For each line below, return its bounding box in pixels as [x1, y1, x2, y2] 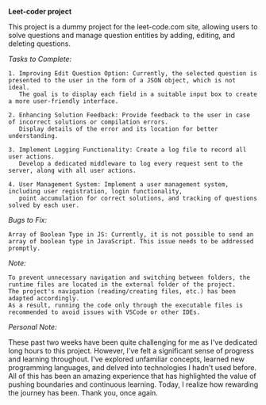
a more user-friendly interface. [8, 97, 119, 105]
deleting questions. [8, 39, 71, 48]
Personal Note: [8, 323, 57, 331]
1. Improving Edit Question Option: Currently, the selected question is [8, 70, 258, 78]
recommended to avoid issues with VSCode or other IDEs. [8, 308, 201, 316]
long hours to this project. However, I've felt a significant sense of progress [8, 346, 254, 355]
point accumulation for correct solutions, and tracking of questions [18, 194, 258, 202]
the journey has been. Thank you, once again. [8, 388, 159, 397]
